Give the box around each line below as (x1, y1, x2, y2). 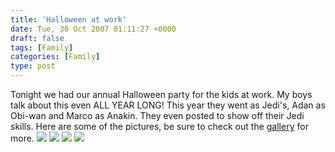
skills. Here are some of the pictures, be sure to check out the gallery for (10, 121, 309, 132)
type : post (10, 61, 56, 71)
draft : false (10, 33, 65, 43)
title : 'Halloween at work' (10, 14, 128, 25)
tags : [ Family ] (10, 42, 74, 53)
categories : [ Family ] (10, 52, 101, 62)
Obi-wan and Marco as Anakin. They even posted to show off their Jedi (10, 110, 305, 121)
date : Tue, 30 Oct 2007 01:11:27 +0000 (10, 24, 177, 34)
